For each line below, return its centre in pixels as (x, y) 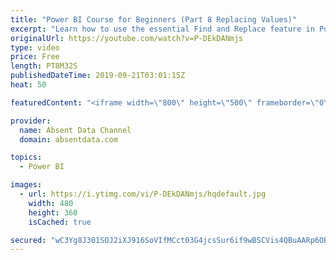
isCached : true (60, 222)
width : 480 (51, 203)
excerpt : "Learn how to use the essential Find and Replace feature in (162, 29)
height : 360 (53, 212)
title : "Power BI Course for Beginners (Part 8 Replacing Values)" (154, 19)
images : (26, 185)
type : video (35, 47)
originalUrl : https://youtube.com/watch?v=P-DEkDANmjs (127, 38)
